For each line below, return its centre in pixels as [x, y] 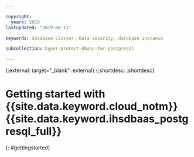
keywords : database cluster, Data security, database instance [84, 38]
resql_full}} [34, 132]
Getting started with [55, 94]
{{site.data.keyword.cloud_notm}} [92, 107]
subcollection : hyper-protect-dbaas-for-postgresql [70, 49]
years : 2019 [25, 22]
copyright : [19, 16]
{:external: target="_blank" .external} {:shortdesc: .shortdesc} [80, 70]
